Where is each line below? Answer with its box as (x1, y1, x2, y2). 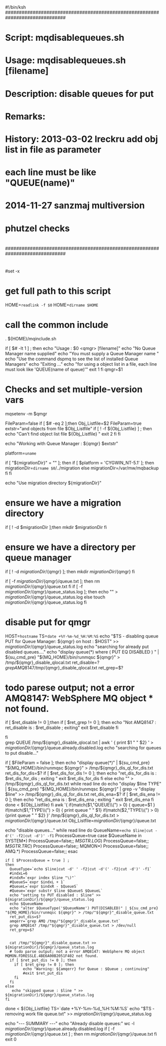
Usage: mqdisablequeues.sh (5, 55, 126, 66)
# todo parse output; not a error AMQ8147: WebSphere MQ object (9, 949, 145, 954)
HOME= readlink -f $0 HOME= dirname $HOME (5, 302, 99, 308)
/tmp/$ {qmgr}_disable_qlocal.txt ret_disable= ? (5, 659, 100, 665)
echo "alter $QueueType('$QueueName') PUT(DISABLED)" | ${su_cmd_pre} (9, 906, 159, 911)
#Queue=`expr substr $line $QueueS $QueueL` (9, 888, 103, 894)
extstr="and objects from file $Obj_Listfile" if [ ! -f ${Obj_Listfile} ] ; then (5, 425, 152, 431)
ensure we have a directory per (5, 541, 136, 553)
